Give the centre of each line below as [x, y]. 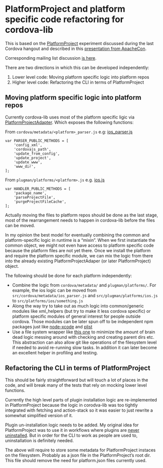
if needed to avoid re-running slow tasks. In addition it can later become [84, 347]
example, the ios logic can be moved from [54, 290]
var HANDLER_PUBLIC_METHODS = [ [38, 189]
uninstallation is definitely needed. [40, 440]
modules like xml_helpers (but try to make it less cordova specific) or [81, 311]
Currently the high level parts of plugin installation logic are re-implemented [81, 399]
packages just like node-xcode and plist [52, 327]
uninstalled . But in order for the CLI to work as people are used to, [71, 435]
